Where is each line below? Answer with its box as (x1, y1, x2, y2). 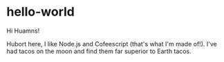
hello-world (6, 4, 75, 20)
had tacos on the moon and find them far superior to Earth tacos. (6, 47, 192, 55)
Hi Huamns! (6, 27, 40, 35)
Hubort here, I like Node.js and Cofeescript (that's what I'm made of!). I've (6, 40, 217, 48)
